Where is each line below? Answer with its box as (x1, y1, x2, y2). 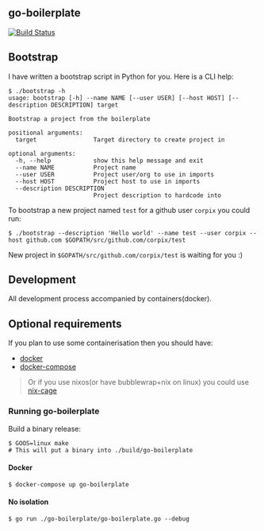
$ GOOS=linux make (8, 439, 69, 448)
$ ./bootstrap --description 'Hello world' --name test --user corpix (8, 229, 247, 237)
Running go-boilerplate (8, 405, 100, 417)
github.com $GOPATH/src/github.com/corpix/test (25, 236, 186, 244)
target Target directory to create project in (15, 135, 225, 144)
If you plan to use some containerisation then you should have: (8, 338, 213, 348)
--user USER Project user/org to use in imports (15, 170, 215, 178)
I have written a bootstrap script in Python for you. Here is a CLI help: (8, 72, 234, 81)
